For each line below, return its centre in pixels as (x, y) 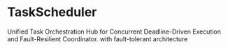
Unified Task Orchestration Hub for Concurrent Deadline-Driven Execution (114, 31)
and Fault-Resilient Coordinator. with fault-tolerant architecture (98, 38)
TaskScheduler (52, 12)
